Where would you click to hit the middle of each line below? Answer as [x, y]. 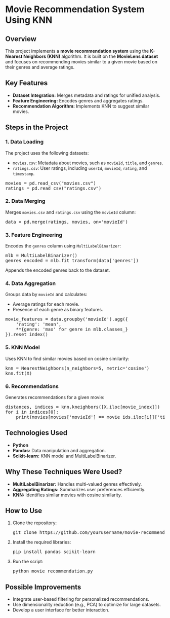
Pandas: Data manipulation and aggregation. [59, 450]
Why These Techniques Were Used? [64, 472]
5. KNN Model [23, 347]
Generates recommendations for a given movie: [55, 397]
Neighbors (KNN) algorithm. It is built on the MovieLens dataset [91, 56]
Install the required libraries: [42, 542]
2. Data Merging [25, 201]
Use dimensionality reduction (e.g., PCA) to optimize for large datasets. [87, 605]
